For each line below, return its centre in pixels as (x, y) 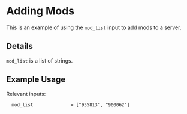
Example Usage (36, 80)
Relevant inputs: (26, 94)
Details (19, 46)
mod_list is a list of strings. (40, 60)
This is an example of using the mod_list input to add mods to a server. (94, 27)
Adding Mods (40, 11)
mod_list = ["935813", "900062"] (71, 105)
